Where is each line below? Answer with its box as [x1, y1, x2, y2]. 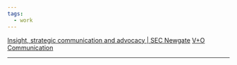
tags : [7, 10, 23, 17]
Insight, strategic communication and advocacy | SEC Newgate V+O [7, 36, 205, 44]
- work [13, 17, 33, 24]
